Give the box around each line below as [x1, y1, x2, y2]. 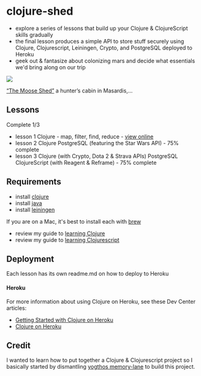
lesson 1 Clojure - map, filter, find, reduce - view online [15, 133, 154, 140]
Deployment [6, 254, 55, 264]
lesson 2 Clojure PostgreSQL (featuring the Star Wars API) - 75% [15, 139, 179, 146]
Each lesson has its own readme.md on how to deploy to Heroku [6, 270, 169, 277]
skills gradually [15, 31, 53, 38]
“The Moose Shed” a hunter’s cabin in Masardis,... [6, 87, 133, 94]
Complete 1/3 [6, 121, 40, 128]
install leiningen [15, 206, 55, 213]
